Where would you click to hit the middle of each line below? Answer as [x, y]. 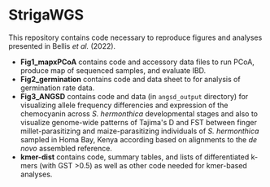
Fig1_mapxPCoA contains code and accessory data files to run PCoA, [137, 62]
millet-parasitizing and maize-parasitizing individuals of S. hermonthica [139, 131]
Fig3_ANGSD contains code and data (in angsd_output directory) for [134, 96]
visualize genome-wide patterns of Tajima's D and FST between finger [139, 122]
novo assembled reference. [66, 148]
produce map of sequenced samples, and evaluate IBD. [113, 70]
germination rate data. [57, 88]
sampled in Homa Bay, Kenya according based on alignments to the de [139, 139]
